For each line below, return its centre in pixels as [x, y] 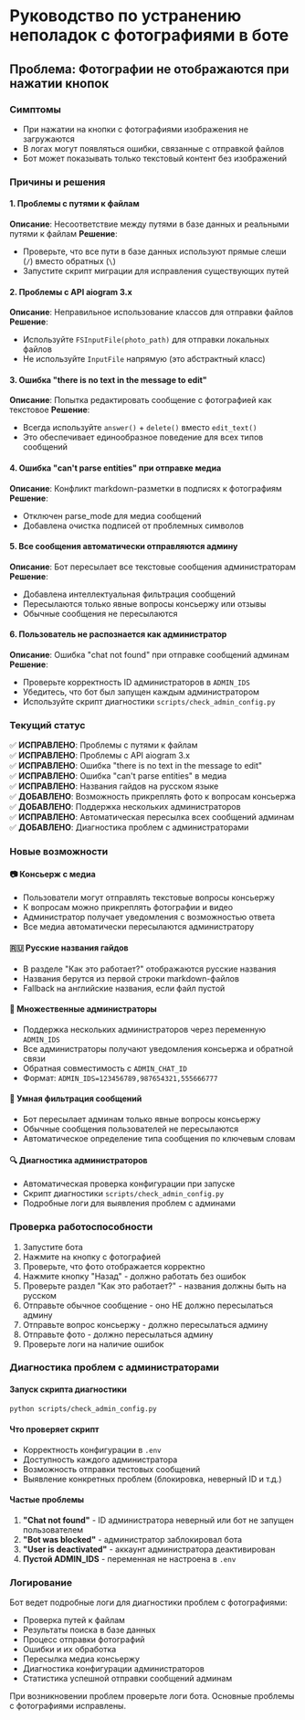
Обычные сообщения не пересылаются [100, 613]
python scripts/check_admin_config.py [83, 1408]
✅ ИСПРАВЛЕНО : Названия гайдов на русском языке [114, 786]
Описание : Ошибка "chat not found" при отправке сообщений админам [149, 655]
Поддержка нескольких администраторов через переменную [144, 1029]
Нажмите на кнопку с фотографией [92, 1257]
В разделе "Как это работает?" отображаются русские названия [149, 969]
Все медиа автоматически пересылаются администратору [138, 927]
